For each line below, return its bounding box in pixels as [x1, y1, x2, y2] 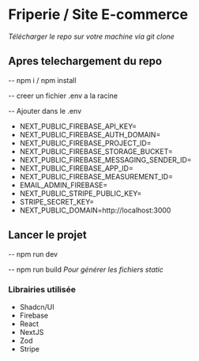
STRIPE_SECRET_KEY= [19, 197, 95, 206]
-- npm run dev [8, 249, 58, 258]
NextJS [19, 327, 44, 337]
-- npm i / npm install [8, 75, 77, 85]
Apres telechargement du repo [8, 55, 163, 68]
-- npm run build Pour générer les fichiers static [8, 265, 163, 274]
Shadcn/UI [19, 302, 54, 311]
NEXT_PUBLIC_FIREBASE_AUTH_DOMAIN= [19, 130, 161, 139]
